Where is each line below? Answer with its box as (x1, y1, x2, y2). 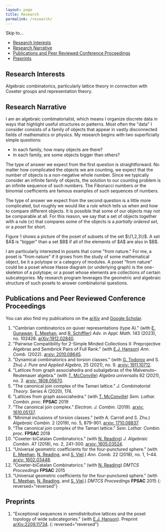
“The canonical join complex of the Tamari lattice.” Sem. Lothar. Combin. (12, 425, 161, 431)
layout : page (5, 7, 33, 12)
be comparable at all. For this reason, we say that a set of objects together (5, 213, 157, 219)
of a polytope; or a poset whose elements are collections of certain (24, 269, 161, 275)
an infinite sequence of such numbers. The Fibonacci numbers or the (5, 183, 147, 189)
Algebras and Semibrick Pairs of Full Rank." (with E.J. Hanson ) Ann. (12, 346, 150, 352)
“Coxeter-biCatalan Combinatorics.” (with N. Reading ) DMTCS (12, 462, 139, 468)
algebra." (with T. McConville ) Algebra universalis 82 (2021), (37, 372, 161, 378)
